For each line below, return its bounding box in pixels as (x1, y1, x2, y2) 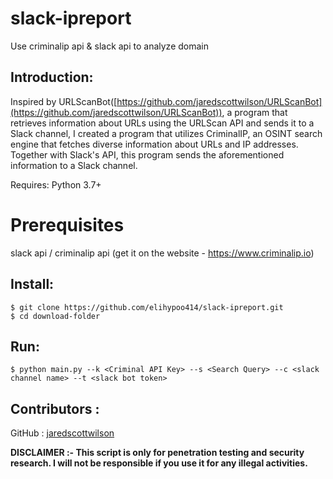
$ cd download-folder (10, 311, 101, 321)
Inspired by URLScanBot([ (10, 95, 118, 107)
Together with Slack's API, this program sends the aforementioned (10, 148, 285, 161)
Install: (10, 276, 55, 293)
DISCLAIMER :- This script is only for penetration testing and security (10, 447, 305, 459)
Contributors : (10, 400, 100, 417)
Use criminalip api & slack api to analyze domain (10, 40, 209, 52)
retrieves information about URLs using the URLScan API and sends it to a (10, 117, 315, 129)
